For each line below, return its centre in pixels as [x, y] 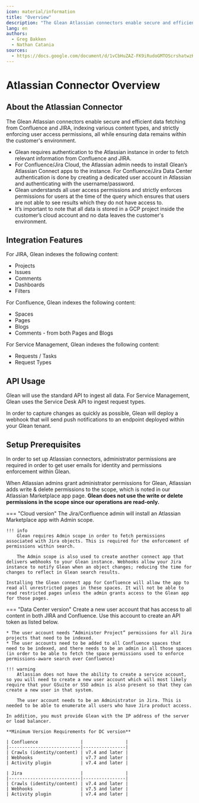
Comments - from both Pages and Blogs [64, 333]
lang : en [17, 28]
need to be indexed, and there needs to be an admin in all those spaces [99, 648]
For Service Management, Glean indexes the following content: [83, 345]
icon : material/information [41, 12]
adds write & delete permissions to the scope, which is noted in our [88, 489]
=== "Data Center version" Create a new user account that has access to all [99, 609]
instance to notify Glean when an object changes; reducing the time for [99, 567]
